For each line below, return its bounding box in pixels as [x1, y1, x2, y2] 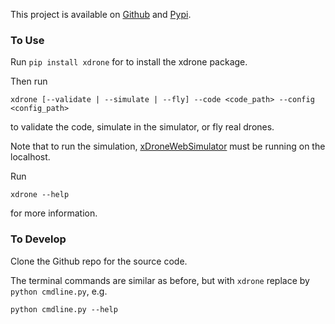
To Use [10, 33, 45, 47]
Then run [10, 75, 48, 88]
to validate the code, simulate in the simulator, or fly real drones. [10, 121, 275, 133]
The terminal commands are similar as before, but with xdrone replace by [10, 274, 310, 286]
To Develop [10, 232, 67, 246]
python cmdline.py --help [10, 304, 118, 314]
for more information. [10, 207, 98, 219]
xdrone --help [10, 190, 70, 200]
